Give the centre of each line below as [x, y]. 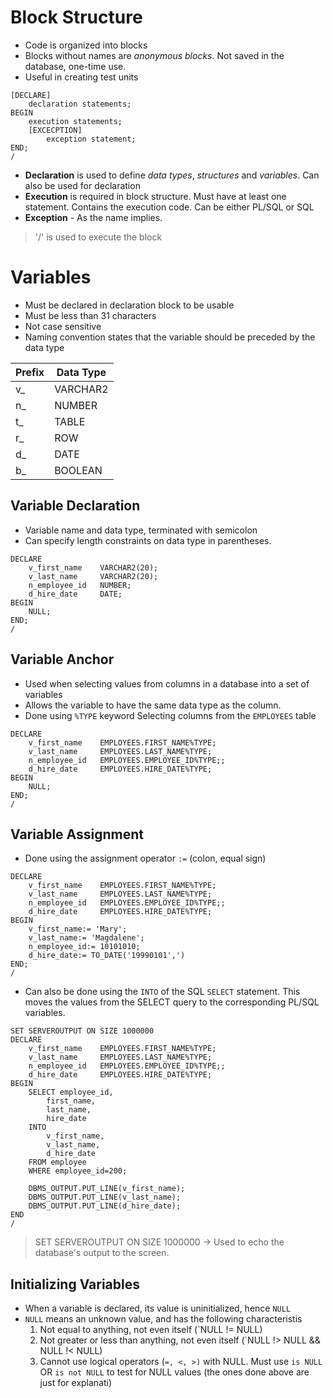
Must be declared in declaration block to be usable [129, 305]
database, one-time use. [75, 66]
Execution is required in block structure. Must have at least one [155, 196]
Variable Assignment [77, 834]
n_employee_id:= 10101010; [84, 947]
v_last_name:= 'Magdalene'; [86, 938]
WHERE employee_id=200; [78, 1171]
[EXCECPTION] [55, 130]
